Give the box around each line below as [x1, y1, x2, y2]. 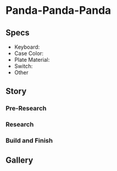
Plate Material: [14, 56, 50, 63]
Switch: [14, 62, 33, 70]
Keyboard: [14, 43, 40, 50]
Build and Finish [5, 136, 53, 145]
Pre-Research [5, 104, 47, 113]
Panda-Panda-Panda [5, 4, 112, 17]
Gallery [5, 155, 33, 165]
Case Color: [14, 50, 44, 57]
